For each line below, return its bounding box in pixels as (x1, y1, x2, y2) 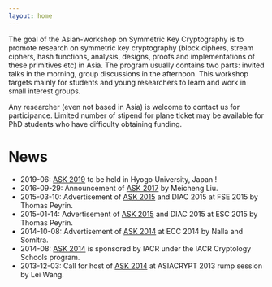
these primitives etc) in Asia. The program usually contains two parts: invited (8, 60, 265, 70)
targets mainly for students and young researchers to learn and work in (8, 77, 247, 87)
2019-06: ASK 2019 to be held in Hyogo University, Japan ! (19, 174, 218, 184)
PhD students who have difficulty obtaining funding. (8, 119, 183, 128)
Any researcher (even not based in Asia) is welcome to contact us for (8, 102, 240, 111)
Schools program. (19, 252, 80, 262)
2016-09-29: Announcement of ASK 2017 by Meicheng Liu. (19, 183, 218, 193)
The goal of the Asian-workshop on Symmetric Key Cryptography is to (8, 34, 244, 44)
